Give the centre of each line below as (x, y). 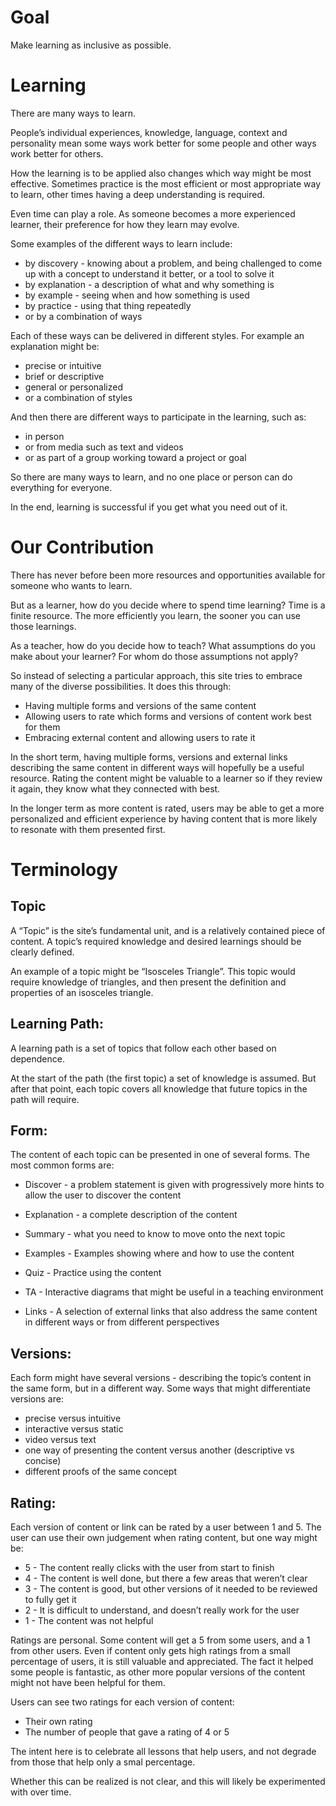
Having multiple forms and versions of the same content (140, 705)
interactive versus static (74, 1429)
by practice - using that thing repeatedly (108, 305)
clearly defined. (42, 952)
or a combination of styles (78, 397)
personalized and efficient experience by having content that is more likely (164, 818)
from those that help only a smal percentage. (103, 1762)
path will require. (45, 1099)
